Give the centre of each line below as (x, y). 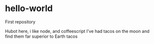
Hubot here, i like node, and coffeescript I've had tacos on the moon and (77, 31)
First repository (20, 22)
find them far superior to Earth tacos (41, 36)
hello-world (29, 8)
